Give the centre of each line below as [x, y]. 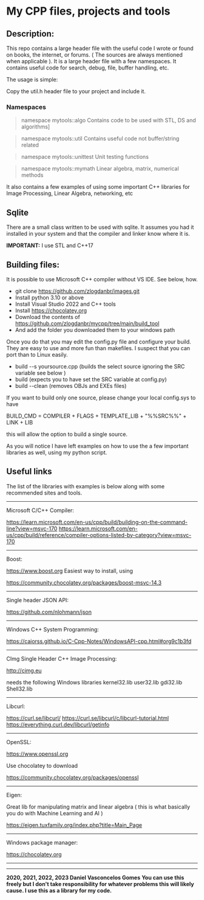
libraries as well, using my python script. [57, 452]
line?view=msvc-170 [32, 529]
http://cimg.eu [24, 670]
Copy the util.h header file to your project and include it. [76, 91]
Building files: [33, 265]
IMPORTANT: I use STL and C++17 [50, 245]
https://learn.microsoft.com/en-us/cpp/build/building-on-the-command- [97, 522]
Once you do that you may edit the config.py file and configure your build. [99, 342]
